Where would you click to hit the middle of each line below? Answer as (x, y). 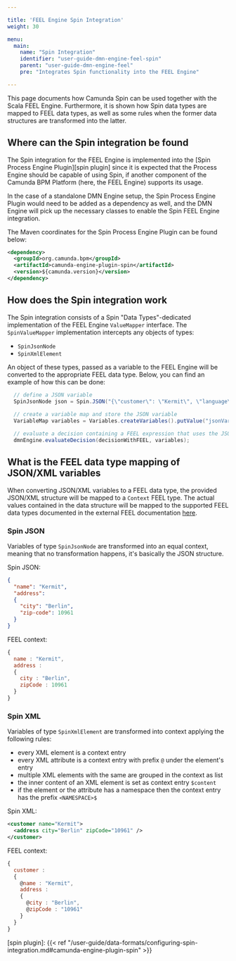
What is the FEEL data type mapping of (94, 462)
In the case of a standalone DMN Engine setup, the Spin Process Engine (112, 196)
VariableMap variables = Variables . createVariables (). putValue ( (110, 421)
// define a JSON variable (53, 395)
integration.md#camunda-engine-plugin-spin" (74, 950)
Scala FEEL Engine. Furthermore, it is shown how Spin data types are (107, 106)
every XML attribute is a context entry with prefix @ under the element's (120, 760)
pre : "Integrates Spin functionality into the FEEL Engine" (110, 72)
